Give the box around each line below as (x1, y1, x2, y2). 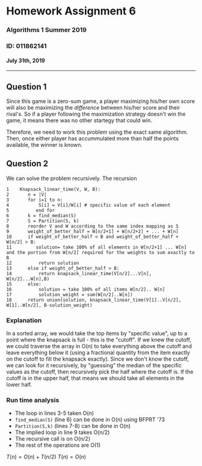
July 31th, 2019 (6, 57, 45, 64)
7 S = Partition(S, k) (6, 218, 79, 224)
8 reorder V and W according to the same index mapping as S (6, 223, 179, 229)
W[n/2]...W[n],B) (6, 276, 50, 282)
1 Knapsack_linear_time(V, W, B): (6, 186, 101, 192)
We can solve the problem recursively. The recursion (6, 175, 137, 182)
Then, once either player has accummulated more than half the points (6, 135, 179, 142)
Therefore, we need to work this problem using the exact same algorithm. (6, 128, 188, 136)
